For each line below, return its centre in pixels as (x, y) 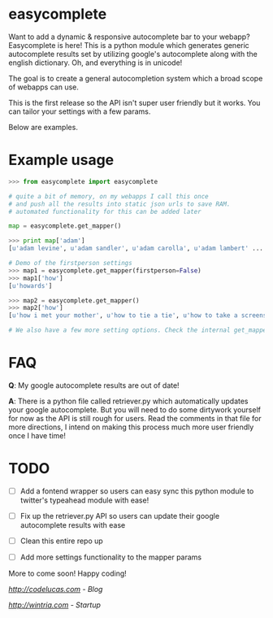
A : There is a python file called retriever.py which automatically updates (129, 401)
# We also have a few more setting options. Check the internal (119, 330)
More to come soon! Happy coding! (68, 573)
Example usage (61, 160)
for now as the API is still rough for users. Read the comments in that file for (135, 418)
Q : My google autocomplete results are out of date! (94, 385)
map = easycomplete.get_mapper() (65, 226)
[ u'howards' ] (30, 285)
